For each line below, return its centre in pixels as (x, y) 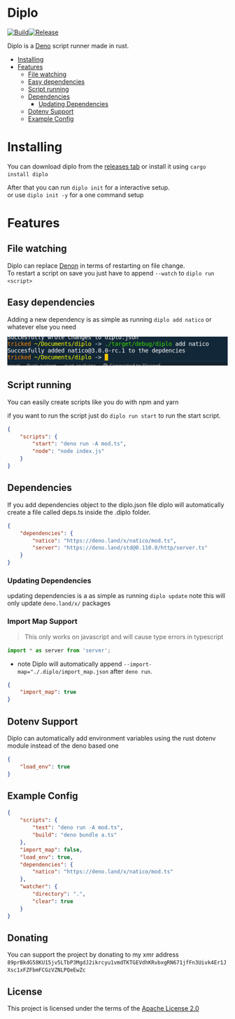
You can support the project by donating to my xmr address (93, 955)
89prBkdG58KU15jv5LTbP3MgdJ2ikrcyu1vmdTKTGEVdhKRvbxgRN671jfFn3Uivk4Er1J (117, 963)
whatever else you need (42, 327)
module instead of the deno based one (63, 746)
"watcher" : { (39, 887)
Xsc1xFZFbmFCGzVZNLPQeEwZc (47, 970)
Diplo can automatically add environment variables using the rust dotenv (112, 738)
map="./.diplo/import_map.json (63, 672)
